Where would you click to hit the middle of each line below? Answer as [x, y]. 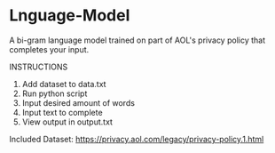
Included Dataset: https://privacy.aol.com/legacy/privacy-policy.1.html [137, 139]
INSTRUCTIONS [39, 67]
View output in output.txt [67, 122]
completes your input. [49, 49]
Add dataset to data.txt [64, 84]
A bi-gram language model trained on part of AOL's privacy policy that [137, 40]
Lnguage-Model [70, 16]
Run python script [55, 93]
